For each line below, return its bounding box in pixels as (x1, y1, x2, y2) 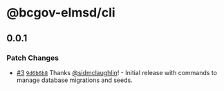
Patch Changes (6, 53, 59, 63)
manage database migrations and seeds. (16, 76, 133, 84)
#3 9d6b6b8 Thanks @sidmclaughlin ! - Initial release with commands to (16, 68, 217, 77)
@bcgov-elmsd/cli (6, 5, 115, 21)
